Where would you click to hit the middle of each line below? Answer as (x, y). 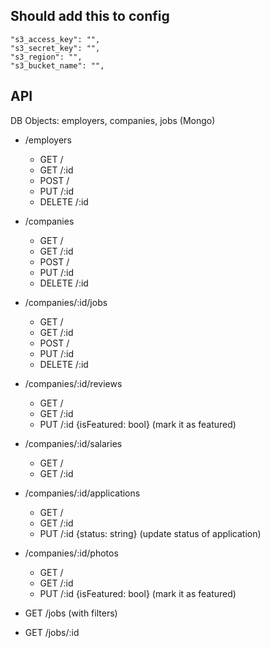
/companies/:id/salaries (73, 443)
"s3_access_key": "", (55, 39)
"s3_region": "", (46, 57)
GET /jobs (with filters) (71, 613)
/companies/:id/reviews (73, 383)
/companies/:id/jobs (66, 302)
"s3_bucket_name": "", (57, 65)
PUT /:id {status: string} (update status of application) (150, 533)
